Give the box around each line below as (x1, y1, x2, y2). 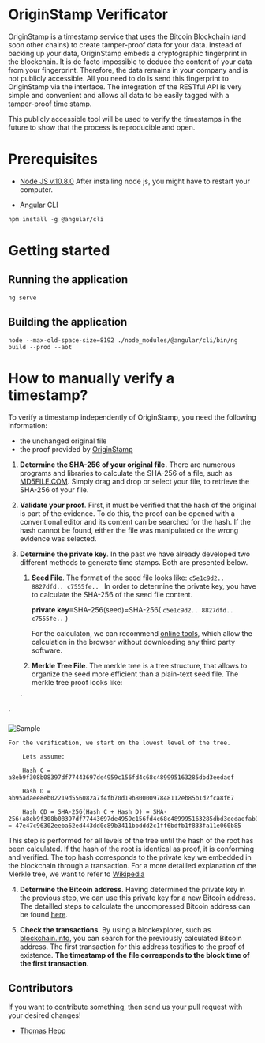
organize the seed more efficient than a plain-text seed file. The (31, 669, 239, 679)
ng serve (8, 294, 37, 302)
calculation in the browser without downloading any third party (31, 637, 235, 646)
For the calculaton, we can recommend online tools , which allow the (31, 628, 252, 638)
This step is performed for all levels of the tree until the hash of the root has (8, 835, 254, 845)
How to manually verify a (8, 369, 175, 387)
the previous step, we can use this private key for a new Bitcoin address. (19, 893, 256, 902)
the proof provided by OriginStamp (19, 444, 133, 454)
